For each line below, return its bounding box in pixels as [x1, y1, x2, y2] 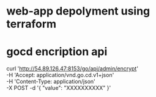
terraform [6, 17, 57, 31]
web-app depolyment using [6, 4, 150, 18]
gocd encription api [6, 45, 108, 59]
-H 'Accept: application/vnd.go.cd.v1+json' [6, 72, 114, 79]
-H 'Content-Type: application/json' [6, 78, 96, 85]
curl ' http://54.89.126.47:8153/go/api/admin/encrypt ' [6, 65, 139, 72]
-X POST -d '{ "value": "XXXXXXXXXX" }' [6, 84, 111, 92]
